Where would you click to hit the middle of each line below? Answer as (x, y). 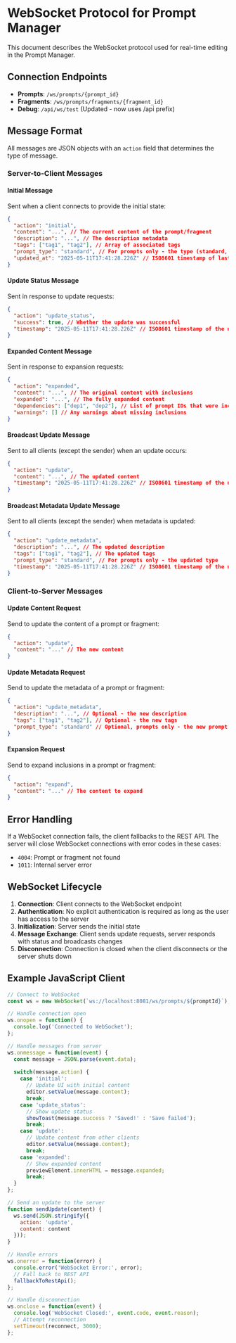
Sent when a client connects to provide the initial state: (87, 206)
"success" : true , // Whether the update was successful (97, 322)
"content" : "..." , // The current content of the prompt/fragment (113, 232)
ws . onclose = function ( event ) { (54, 1306)
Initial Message (30, 191)
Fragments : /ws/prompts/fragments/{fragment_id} (90, 101)
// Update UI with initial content (78, 1086)
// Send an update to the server (56, 1203)
